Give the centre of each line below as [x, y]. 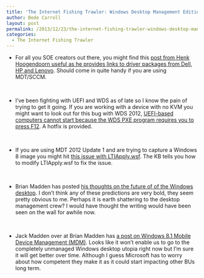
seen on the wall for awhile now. [55, 212]
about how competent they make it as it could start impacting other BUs [105, 262]
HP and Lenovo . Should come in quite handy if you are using [91, 70]
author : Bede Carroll [34, 18]
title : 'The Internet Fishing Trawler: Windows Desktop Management [93, 12]
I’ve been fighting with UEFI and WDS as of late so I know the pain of [101, 100]
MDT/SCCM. [31, 77]
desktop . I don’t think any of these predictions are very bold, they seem [104, 193]
